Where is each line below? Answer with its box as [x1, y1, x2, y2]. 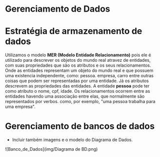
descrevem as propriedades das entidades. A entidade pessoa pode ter [5, 83, 150, 89]
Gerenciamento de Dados [5, 3, 111, 15]
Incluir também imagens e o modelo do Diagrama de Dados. [12, 137, 133, 143]
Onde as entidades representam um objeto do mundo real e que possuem [5, 68, 154, 73]
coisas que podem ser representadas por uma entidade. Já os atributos [5, 78, 149, 84]
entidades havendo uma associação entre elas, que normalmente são [5, 93, 145, 99]
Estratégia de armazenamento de [5, 26, 142, 37]
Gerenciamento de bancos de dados [5, 121, 155, 132]
